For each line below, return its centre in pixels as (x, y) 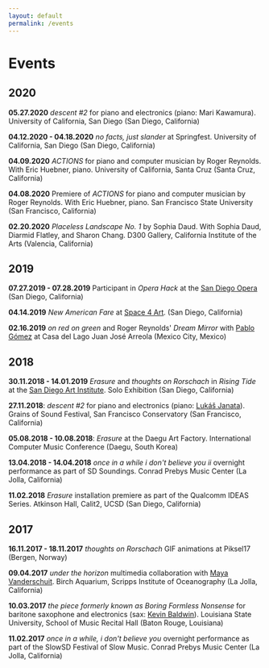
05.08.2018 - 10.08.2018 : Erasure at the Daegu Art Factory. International (130, 438)
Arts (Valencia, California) (51, 244)
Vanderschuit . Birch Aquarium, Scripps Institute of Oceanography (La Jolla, (133, 581)
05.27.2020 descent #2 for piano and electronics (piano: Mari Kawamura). (132, 112)
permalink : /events (41, 23)
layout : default (35, 16)
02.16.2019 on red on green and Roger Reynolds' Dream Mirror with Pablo (132, 328)
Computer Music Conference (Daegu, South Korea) (93, 447)
